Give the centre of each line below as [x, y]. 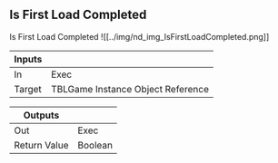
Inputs [28, 59]
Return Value [41, 145]
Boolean [95, 145]
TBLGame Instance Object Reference [130, 89]
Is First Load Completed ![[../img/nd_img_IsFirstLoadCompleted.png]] [139, 36]
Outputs [41, 115]
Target [28, 89]
